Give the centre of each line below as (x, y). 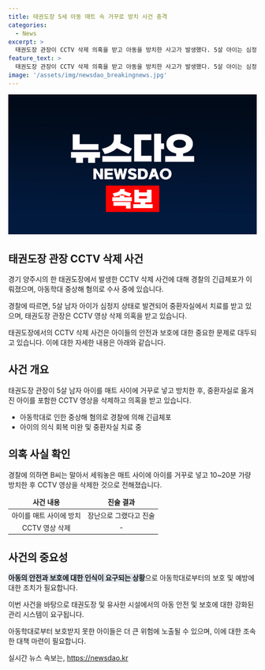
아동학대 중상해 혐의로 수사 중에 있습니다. (101, 290)
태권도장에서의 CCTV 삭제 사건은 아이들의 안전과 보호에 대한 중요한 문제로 (122, 333)
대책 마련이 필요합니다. (51, 642)
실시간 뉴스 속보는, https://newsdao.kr (68, 658)
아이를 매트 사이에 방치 (46, 515)
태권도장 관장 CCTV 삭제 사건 (76, 258)
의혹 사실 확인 (39, 454)
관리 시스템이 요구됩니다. (46, 615)
